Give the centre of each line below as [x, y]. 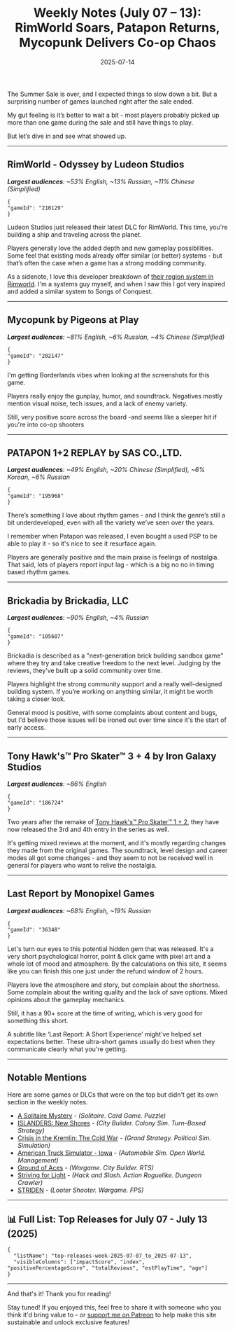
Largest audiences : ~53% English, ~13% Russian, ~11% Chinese [101, 181]
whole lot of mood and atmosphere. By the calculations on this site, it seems [117, 964]
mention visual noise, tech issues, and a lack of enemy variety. [97, 403]
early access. [27, 728]
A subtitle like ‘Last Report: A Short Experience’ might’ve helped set [104, 1034]
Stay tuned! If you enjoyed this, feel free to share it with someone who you [114, 1307]
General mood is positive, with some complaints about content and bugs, [113, 713]
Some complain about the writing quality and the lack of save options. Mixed [117, 992]
